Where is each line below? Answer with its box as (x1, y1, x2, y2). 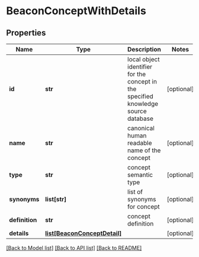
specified (127, 92, 154, 100)
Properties (6, 28, 46, 38)
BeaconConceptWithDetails (6, 4, 146, 18)
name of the (127, 146, 161, 155)
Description (127, 46, 161, 53)
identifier (127, 63, 153, 70)
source (127, 107, 147, 115)
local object (127, 55, 160, 63)
